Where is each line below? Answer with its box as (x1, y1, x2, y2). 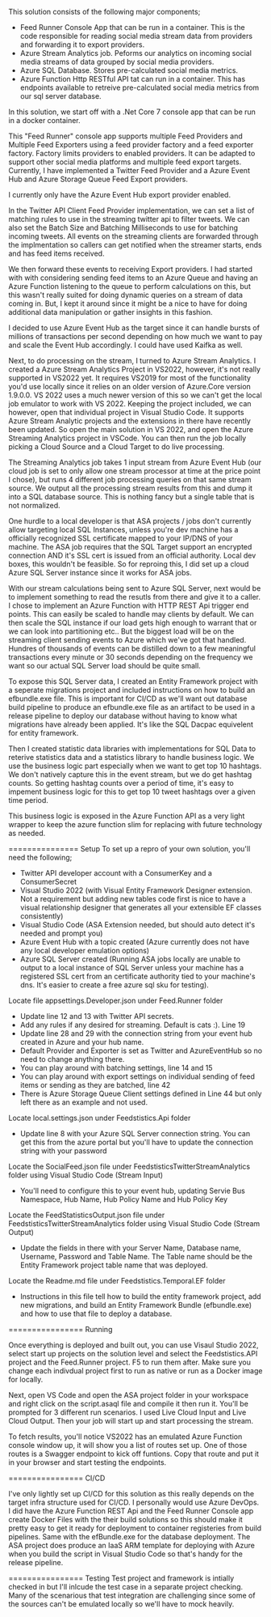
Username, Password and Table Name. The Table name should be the (19, 1252, 252, 1261)
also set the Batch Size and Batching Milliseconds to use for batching (8, 223, 239, 232)
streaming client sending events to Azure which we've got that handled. (8, 635, 247, 644)
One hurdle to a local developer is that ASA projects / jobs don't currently (8, 516, 252, 525)
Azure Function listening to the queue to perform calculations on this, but (8, 282, 252, 291)
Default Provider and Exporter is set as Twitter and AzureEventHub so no (19, 1046, 263, 1055)
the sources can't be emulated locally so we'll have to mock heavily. (8, 1599, 235, 1609)
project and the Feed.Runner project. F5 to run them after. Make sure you (8, 1357, 252, 1367)
